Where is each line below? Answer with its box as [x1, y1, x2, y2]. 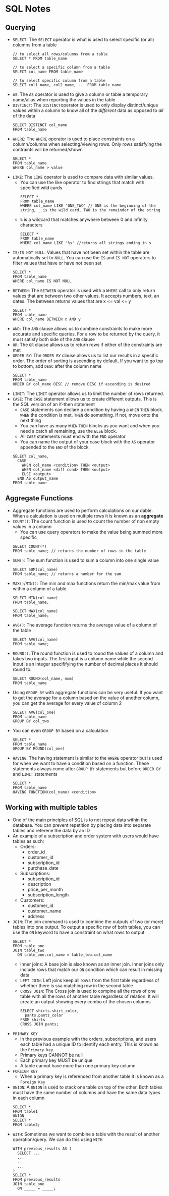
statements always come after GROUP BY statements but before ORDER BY [12, 765, 161, 772]
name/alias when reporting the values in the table [12, 97, 116, 102]
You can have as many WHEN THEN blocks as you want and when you [20, 423, 160, 429]
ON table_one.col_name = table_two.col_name [17, 952, 112, 957]
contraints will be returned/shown [12, 147, 83, 152]
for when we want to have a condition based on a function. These [12, 760, 149, 766]
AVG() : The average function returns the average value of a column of [12, 621, 157, 628]
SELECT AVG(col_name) [12, 637, 58, 642]
